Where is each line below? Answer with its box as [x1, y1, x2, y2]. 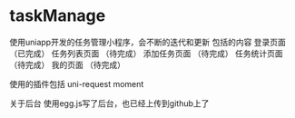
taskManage [9, 5, 106, 26]
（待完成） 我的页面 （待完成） [9, 59, 125, 70]
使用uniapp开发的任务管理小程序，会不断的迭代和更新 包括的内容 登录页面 [9, 36, 286, 47]
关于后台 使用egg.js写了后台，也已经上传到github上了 [9, 97, 210, 109]
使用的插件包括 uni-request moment [9, 78, 144, 89]
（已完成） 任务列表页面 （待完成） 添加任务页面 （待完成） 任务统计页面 [9, 47, 283, 59]
